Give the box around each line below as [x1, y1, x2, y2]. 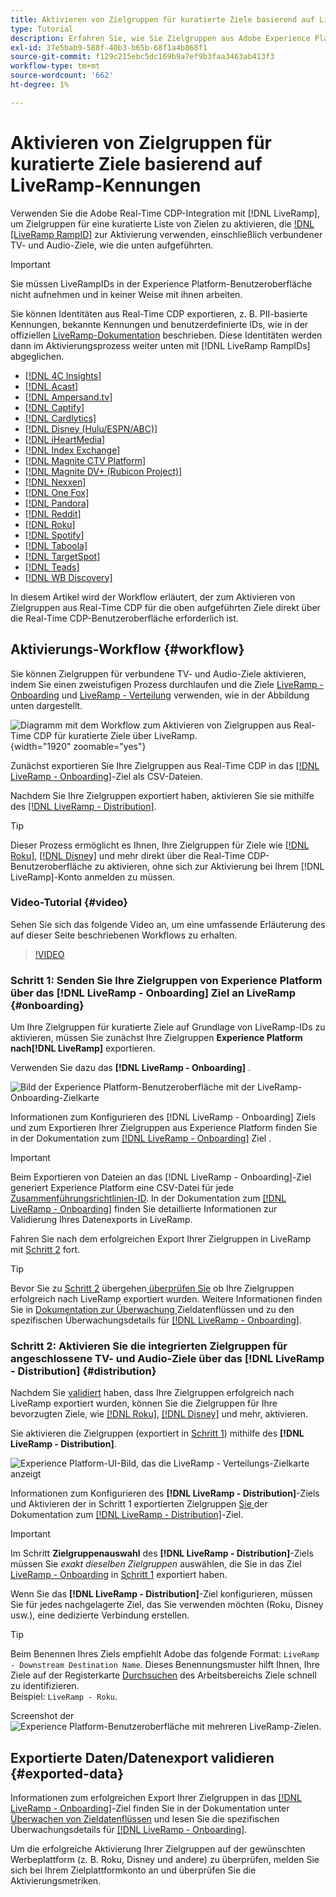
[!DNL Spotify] [24, 529, 85, 541]
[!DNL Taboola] [24, 539, 88, 551]
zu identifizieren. [10, 1680, 80, 1692]
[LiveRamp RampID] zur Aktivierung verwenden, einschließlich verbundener [10, 228, 323, 240]
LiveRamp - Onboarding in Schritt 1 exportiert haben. [10, 1569, 228, 1581]
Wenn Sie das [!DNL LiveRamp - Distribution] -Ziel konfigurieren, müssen [10, 1588, 313, 1600]
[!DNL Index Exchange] [24, 444, 121, 456]
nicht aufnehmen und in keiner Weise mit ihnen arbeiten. [10, 288, 243, 300]
